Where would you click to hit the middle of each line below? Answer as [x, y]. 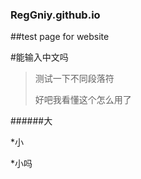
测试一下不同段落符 [74, 79]
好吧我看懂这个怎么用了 [83, 100]
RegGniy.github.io [55, 15]
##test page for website [60, 37]
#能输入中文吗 [39, 57]
